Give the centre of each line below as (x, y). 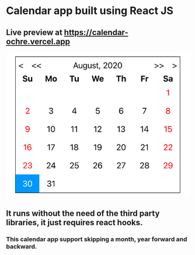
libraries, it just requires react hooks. (74, 223)
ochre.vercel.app (38, 41)
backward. (22, 246)
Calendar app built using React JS (90, 11)
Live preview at (34, 32)
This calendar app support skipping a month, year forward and (97, 239)
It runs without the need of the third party (83, 213)
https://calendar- (96, 32)
